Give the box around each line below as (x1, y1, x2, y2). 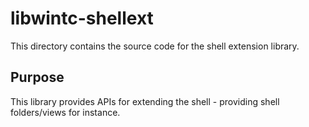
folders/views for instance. (10, 106, 121, 118)
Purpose (10, 69, 65, 86)
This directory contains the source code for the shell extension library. (10, 40, 300, 52)
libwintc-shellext (10, 7, 154, 30)
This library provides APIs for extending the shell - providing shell (10, 95, 280, 107)
